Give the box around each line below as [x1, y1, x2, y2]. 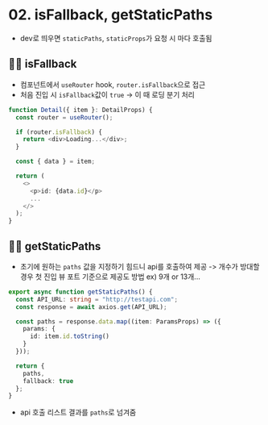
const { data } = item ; [15, 157, 95, 166]
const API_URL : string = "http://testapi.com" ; [15, 295, 179, 303]
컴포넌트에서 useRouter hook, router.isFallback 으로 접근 [19, 79, 206, 90]
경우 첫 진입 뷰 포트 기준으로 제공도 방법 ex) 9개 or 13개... [19, 272, 201, 281]
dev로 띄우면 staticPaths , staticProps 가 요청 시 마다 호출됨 [19, 33, 212, 43]
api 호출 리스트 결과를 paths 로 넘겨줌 [19, 407, 137, 417]
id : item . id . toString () [29, 332, 110, 340]
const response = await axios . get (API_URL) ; [15, 302, 167, 311]
